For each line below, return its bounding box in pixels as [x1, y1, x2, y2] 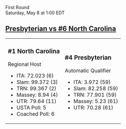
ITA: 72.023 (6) [16, 72, 54, 79]
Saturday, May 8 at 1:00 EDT [5, 10, 65, 16]
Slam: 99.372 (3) [16, 79, 58, 86]
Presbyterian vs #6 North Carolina [5, 24, 116, 33]
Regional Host [8, 61, 42, 68]
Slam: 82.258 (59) [73, 85, 118, 92]
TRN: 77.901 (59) [73, 91, 117, 98]
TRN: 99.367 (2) [16, 85, 57, 92]
